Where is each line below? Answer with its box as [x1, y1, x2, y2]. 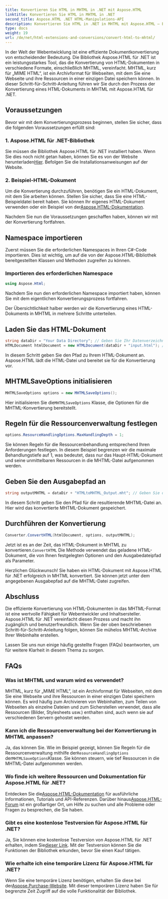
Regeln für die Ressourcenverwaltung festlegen [5, 419, 157, 427]
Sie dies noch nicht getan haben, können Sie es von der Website [5, 153, 138, 159]
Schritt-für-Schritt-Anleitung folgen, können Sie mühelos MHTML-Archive [5, 627, 156, 633]
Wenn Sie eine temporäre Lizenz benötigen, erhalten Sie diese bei [5, 877, 141, 883]
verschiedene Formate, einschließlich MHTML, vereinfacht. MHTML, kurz [5, 64, 156, 70]
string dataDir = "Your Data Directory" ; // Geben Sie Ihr [5, 338, 131, 343]
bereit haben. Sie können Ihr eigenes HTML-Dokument [32, 198, 145, 205]
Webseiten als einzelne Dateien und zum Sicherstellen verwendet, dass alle [5, 704, 161, 710]
